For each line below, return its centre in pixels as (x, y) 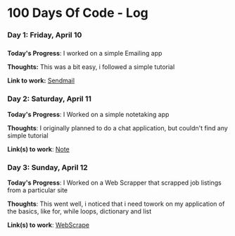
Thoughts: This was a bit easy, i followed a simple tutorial (91, 67)
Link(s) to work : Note (39, 149)
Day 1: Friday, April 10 (45, 35)
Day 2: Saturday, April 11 (49, 99)
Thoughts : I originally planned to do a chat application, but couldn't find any (118, 128)
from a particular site (38, 190)
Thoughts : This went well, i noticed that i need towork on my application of (116, 204)
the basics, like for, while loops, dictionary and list (80, 211)
